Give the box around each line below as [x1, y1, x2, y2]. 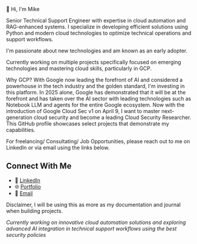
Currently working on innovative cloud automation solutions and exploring [6, 219, 186, 226]
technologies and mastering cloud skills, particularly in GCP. [6, 65, 152, 72]
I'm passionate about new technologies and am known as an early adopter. [6, 47, 188, 54]
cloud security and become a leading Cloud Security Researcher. [33, 114, 192, 121]
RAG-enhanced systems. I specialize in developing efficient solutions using [6, 24, 188, 30]
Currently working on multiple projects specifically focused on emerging [6, 59, 181, 65]
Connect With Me [6, 161, 72, 171]
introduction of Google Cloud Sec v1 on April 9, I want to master [6, 108, 161, 114]
